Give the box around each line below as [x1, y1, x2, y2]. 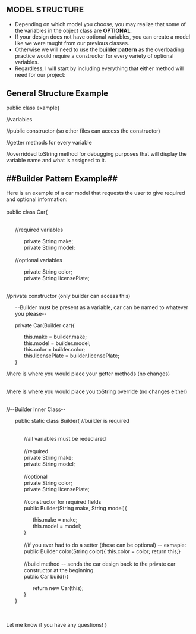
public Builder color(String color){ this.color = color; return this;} [23, 548, 181, 555]
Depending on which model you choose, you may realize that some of [14, 20, 186, 27]
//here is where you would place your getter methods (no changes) [6, 370, 170, 377]
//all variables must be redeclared [23, 435, 106, 442]
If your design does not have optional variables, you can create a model [14, 33, 191, 40]
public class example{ [6, 104, 60, 111]
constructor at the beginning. [23, 567, 95, 574]
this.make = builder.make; [23, 333, 87, 341]
